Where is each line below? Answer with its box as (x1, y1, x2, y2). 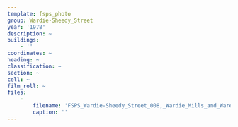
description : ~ (7, 30, 52, 37)
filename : (33, 102, 62, 109)
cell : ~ (7, 75, 30, 83)
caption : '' (33, 109, 69, 116)
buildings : (7, 37, 40, 44)
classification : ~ (7, 63, 62, 70)
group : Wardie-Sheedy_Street (7, 17, 93, 24)
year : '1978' (7, 23, 46, 30)
